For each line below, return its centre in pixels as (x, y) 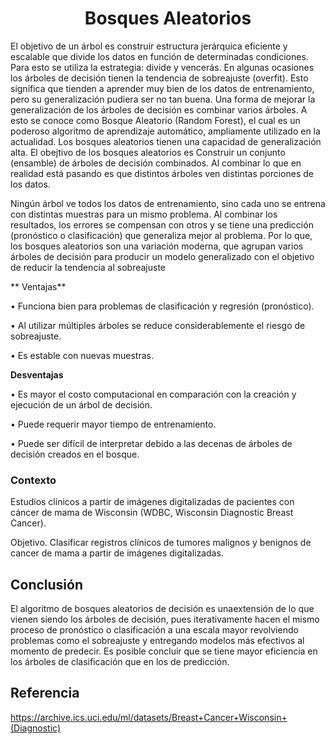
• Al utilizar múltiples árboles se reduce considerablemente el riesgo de (158, 325)
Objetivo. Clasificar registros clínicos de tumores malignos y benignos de (161, 543)
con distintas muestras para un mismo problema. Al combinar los (144, 214)
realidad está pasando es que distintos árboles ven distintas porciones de (162, 173)
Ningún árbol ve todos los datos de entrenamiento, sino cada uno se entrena (168, 203)
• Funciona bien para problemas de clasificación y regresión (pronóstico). (162, 306)
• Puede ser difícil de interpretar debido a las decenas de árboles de (151, 443)
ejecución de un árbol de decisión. (81, 404)
